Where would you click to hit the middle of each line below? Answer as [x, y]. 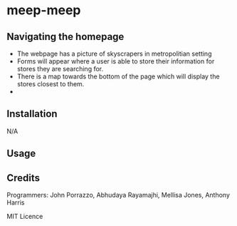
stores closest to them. [51, 84]
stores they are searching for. [60, 69]
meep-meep [44, 10]
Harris [16, 202]
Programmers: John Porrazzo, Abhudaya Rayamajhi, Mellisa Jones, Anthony [118, 195]
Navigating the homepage [65, 37]
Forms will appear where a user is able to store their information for [116, 61]
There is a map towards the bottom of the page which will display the [118, 76]
